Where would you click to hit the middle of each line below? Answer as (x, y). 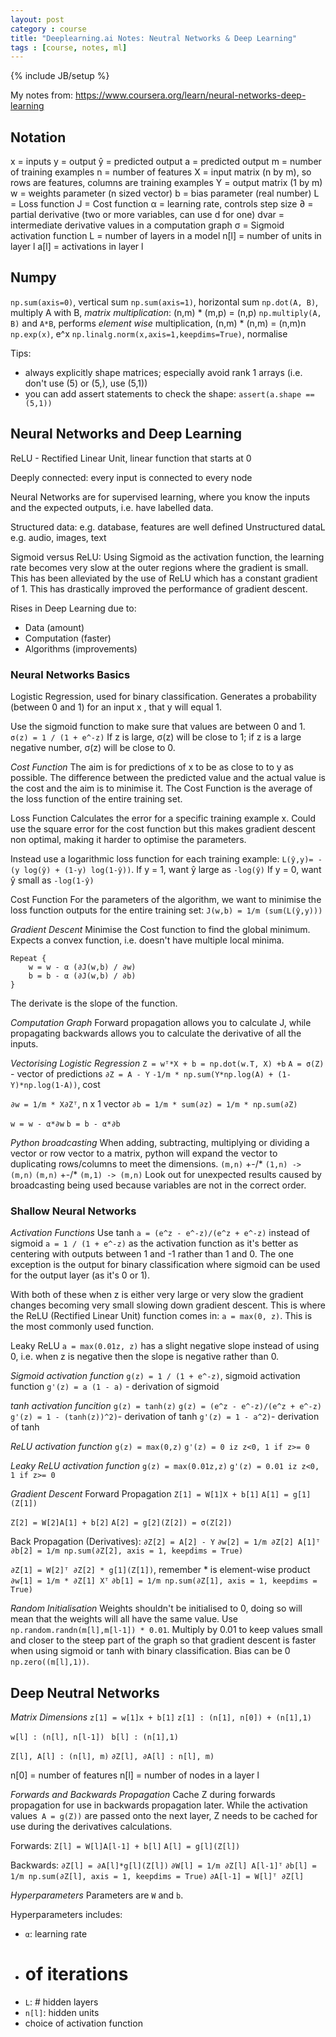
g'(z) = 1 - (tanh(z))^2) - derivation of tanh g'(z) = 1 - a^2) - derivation (165, 1417)
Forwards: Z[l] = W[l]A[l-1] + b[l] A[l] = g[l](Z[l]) (125, 1846)
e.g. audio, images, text (58, 537)
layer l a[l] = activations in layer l (77, 247)
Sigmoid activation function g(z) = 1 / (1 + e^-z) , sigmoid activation (155, 1376)
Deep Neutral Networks (85, 1692)
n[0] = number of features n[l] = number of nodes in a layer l (135, 1775)
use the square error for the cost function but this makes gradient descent (163, 828)
